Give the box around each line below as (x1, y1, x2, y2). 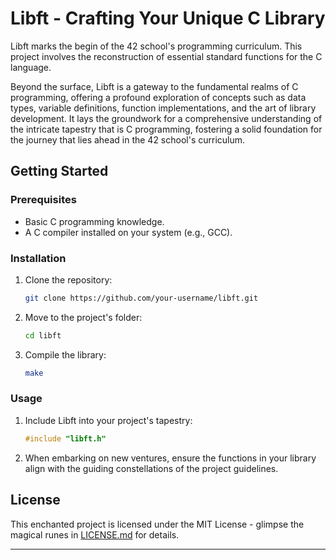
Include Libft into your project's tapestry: (24, 414, 193, 426)
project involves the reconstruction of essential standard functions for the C (10, 50, 323, 62)
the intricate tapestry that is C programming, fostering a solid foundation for (10, 123, 323, 135)
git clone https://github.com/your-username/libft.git (24, 293, 259, 303)
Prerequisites (10, 193, 77, 207)
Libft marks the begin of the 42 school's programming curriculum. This (10, 40, 303, 52)
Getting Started (10, 163, 109, 180)
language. (10, 61, 52, 73)
